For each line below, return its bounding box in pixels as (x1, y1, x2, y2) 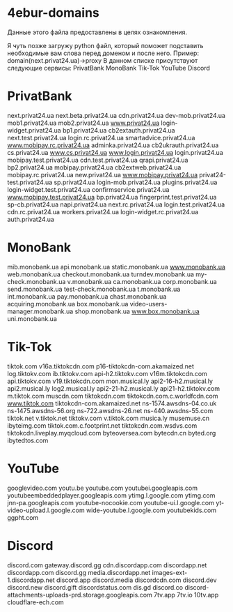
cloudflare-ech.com (7, 598, 64, 606)
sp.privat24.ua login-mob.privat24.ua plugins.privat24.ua (54, 178, 218, 186)
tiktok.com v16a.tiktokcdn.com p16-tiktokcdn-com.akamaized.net (7, 361, 195, 371)
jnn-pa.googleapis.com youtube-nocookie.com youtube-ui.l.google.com (7, 498, 214, 507)
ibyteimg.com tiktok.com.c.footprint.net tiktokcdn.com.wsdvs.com (7, 421, 198, 430)
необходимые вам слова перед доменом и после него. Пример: (7, 49, 200, 57)
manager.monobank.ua (7, 307, 74, 315)
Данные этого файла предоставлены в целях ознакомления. (7, 28, 188, 36)
